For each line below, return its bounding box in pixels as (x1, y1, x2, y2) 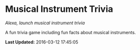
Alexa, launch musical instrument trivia (5, 20, 85, 26)
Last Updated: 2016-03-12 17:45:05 (5, 39, 78, 45)
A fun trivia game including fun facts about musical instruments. (5, 29, 136, 35)
